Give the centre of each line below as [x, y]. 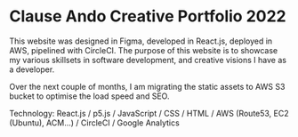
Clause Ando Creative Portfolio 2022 [148, 16]
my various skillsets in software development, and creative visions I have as [148, 60]
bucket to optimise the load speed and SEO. [89, 96]
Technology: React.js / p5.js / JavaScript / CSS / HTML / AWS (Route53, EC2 [149, 113]
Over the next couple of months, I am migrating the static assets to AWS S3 [147, 86]
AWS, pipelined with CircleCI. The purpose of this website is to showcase [144, 50]
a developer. [32, 69]
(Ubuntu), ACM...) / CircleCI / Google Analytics [94, 123]
